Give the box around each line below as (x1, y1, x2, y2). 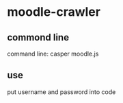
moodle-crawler (7, 4, 101, 20)
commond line (7, 32, 70, 43)
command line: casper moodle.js (7, 49, 99, 58)
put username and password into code (7, 87, 116, 96)
